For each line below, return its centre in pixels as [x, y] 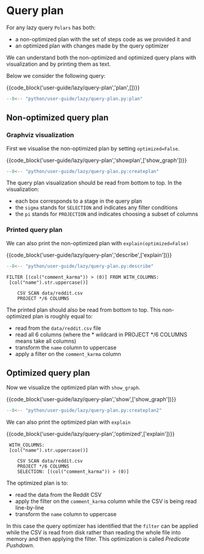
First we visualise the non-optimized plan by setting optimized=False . [93, 148]
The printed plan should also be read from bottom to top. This [84, 310]
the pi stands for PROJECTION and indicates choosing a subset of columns [107, 214]
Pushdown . [20, 545]
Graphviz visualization [40, 135]
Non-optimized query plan [57, 118]
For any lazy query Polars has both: [51, 27]
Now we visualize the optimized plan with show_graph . [73, 388]
